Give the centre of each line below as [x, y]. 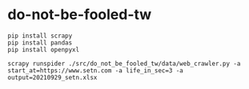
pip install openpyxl [44, 49]
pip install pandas [40, 43]
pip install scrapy [40, 36]
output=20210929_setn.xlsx [52, 77]
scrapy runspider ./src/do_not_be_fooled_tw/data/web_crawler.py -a [124, 64]
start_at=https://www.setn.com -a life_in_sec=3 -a [95, 70]
